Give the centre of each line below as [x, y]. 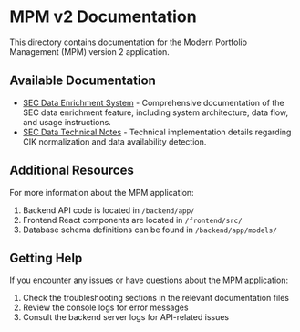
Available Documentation [83, 81]
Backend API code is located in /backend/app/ [109, 210]
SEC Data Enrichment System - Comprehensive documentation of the [153, 102]
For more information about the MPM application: [102, 192]
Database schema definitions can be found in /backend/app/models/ [150, 230]
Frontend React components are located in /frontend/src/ [133, 220]
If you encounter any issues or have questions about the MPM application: [149, 280]
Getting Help [46, 258]
